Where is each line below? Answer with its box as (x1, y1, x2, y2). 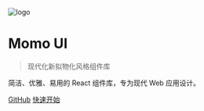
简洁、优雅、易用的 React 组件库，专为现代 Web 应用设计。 (8, 78, 201, 88)
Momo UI (8, 35, 68, 52)
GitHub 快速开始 (8, 95, 60, 104)
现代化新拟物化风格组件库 (27, 61, 111, 70)
